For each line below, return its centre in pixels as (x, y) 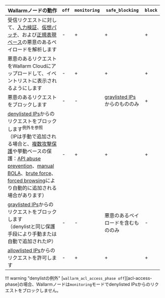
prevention (20, 166)
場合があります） (27, 196)
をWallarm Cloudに (29, 66)
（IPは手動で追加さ (29, 137)
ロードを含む (119, 223)
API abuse (29, 159)
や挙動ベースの (30, 151)
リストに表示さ (35, 81)
